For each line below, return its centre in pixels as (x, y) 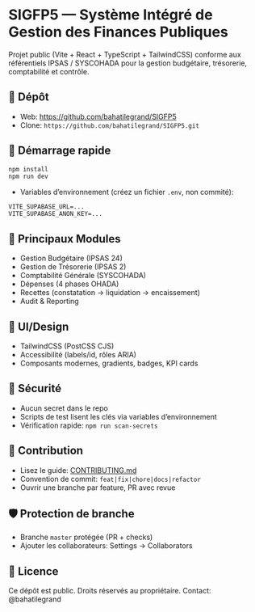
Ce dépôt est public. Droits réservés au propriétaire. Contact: (110, 591)
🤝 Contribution (46, 451)
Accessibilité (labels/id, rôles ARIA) (78, 354)
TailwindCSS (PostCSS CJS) (67, 346)
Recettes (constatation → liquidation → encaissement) (110, 293)
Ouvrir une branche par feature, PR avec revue (98, 487)
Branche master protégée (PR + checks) (86, 537)
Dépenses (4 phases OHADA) (69, 284)
